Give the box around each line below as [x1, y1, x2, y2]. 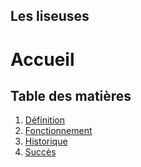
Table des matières [10, 87, 132, 104]
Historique [24, 135, 68, 148]
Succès [24, 146, 57, 158]
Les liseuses [10, 8, 90, 25]
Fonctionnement [24, 125, 93, 137]
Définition [24, 114, 65, 126]
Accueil [10, 48, 75, 71]
